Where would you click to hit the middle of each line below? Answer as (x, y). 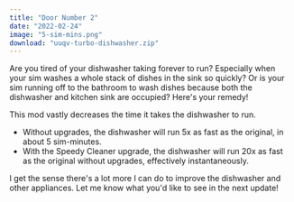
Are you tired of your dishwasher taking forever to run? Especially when (142, 69)
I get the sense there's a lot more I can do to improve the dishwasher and (145, 179)
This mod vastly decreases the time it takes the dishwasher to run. (133, 115)
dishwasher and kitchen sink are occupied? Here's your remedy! (129, 97)
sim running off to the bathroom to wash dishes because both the (131, 87)
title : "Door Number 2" (54, 18)
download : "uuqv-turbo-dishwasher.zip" (84, 43)
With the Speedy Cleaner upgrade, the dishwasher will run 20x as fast (152, 151)
